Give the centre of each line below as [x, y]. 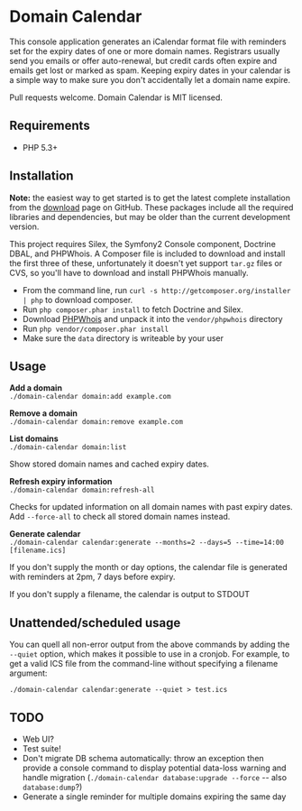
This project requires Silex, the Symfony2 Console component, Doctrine [143, 244]
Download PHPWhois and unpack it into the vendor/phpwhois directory [152, 318]
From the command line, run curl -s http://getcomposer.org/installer [156, 290]
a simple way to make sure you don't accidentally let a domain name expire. [150, 79]
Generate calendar [45, 534]
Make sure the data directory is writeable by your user [123, 338]
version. [24, 226]
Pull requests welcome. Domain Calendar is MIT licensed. [116, 97]
